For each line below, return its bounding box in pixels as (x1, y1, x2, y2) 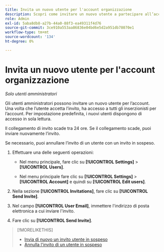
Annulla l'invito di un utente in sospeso (24, 241, 102, 247)
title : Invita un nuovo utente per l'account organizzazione (5, 7, 132, 12)
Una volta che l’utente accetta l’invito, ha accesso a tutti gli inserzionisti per (5, 105, 157, 111)
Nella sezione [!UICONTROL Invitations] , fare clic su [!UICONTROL (12, 188, 148, 194)
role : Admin (5, 16, 29, 21)
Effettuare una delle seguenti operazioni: (12, 149, 94, 155)
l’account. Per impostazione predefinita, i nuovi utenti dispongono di (5, 110, 142, 116)
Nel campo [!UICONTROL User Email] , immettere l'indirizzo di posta (12, 203, 150, 209)
